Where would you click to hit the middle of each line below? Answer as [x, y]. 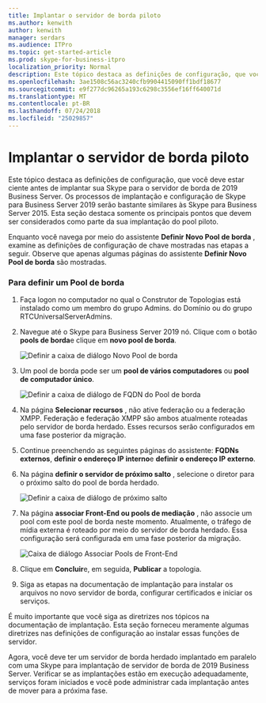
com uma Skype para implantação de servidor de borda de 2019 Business [129, 666]
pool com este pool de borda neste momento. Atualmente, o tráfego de [135, 522]
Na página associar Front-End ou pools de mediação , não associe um [136, 513]
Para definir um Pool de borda [66, 282]
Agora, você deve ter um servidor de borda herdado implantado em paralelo [133, 657]
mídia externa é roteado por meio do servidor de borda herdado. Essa [133, 530]
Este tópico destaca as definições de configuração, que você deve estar [126, 180]
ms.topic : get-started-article [60, 52]
